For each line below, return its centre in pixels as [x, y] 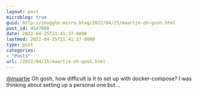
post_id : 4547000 [28, 28]
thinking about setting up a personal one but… [63, 84]
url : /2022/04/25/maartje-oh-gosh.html [56, 61]
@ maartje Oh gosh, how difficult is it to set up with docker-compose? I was [99, 79]
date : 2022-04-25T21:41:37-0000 [46, 34]
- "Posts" [19, 56]
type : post [20, 45]
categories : [21, 51]
